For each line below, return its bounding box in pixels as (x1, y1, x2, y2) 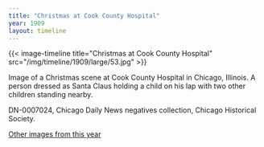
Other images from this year (8, 129, 101, 139)
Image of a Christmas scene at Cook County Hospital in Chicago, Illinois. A (8, 73, 256, 83)
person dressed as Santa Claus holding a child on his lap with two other (8, 81, 246, 91)
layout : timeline (8, 27, 67, 35)
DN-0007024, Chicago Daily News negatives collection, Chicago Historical (8, 105, 257, 115)
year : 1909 (8, 19, 45, 27)
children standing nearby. (8, 90, 93, 100)
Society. (8, 114, 36, 124)
